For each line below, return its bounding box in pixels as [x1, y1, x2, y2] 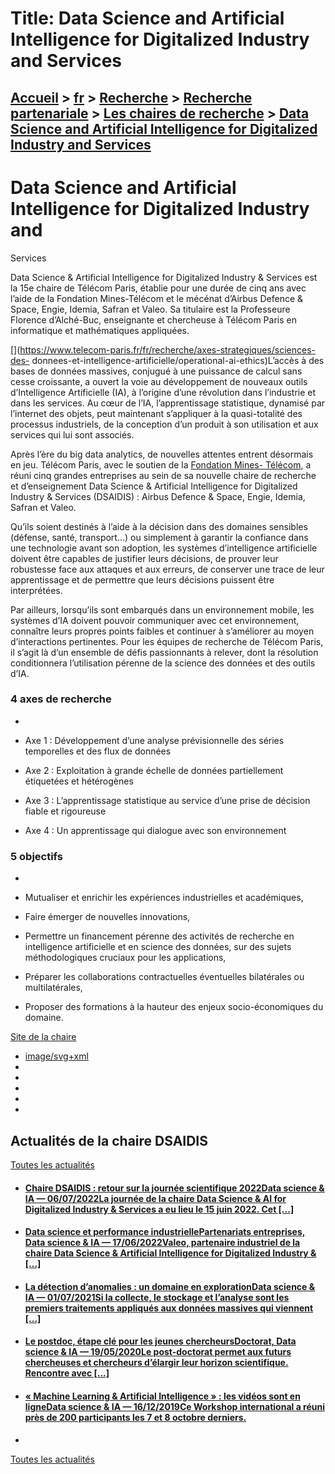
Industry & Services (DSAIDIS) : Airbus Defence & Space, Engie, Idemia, [10, 490, 306, 502]
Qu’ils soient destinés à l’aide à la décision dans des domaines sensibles [10, 520, 308, 532]
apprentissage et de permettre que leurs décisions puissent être [10, 573, 275, 586]
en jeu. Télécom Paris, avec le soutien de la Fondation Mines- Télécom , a [10, 458, 312, 471]
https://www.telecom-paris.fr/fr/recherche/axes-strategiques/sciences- [19, 343, 316, 356]
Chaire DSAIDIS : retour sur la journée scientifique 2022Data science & [24, 1182, 325, 1194]
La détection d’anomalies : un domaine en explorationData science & [24, 1280, 316, 1292]
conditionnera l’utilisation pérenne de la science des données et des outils [10, 657, 316, 669]
